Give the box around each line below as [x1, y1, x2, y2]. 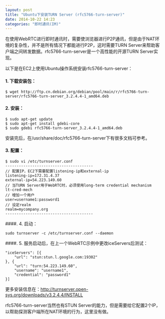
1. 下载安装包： [5, 78, 36, 84]
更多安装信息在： [5, 286, 41, 292]
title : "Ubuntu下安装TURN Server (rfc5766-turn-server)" [5, 12, 125, 17]
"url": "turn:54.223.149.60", [14, 263, 78, 269]
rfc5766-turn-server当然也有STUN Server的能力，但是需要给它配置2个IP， [5, 302, 160, 308]
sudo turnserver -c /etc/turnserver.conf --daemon [5, 230, 114, 236]
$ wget [5, 89, 19, 95]
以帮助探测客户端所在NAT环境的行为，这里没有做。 [5, 308, 112, 314]
